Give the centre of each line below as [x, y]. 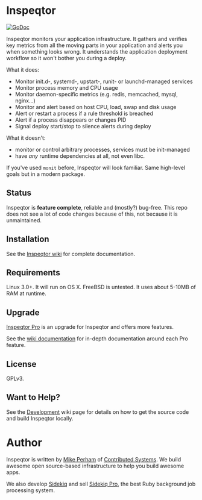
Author [24, 443]
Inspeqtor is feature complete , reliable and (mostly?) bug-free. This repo [97, 207]
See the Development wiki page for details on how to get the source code [98, 412]
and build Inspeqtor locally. [40, 418]
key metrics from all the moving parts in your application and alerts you [94, 45]
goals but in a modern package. [46, 174]
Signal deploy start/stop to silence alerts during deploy [83, 126]
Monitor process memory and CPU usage [67, 87]
